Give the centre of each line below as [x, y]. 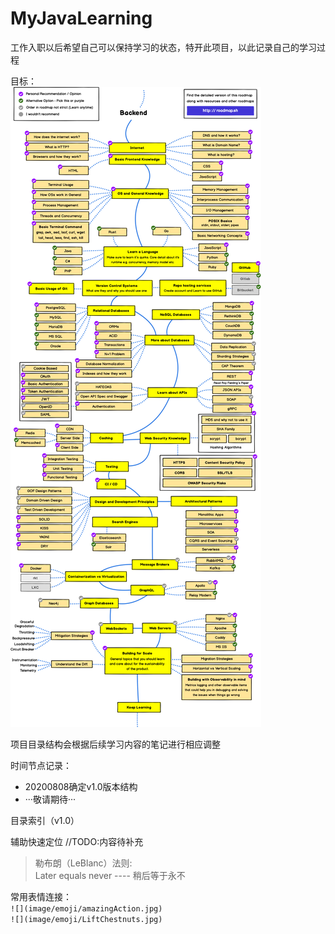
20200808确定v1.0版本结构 [81, 786]
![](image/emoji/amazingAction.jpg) [86, 908]
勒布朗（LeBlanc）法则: [83, 863]
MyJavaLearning [81, 18]
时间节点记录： [41, 765]
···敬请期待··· [50, 799]
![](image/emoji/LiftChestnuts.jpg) [86, 919]
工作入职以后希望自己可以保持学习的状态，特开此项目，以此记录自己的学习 [163, 47]
